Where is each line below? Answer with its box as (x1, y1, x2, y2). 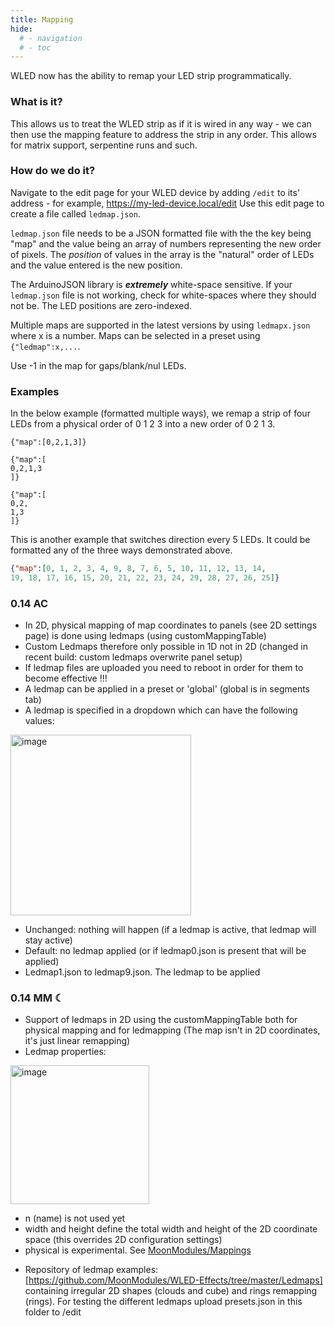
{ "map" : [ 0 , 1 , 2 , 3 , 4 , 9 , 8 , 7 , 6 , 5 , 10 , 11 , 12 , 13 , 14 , (10, 564, 267, 574)
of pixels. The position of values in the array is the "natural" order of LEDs (10, 248, 315, 260)
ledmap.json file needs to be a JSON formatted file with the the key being (10, 227, 312, 239)
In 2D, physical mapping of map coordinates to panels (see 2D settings (24, 619, 318, 631)
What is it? (10, 95, 63, 109)
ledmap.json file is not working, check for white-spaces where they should (10, 289, 317, 301)
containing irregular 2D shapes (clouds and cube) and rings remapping (24, 1285, 318, 1297)
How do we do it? (10, 164, 96, 178)
